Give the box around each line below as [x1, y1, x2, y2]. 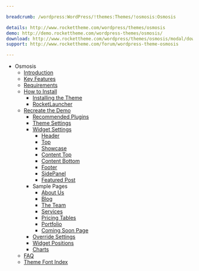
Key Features [23, 75, 56, 83]
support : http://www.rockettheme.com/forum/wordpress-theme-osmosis [6, 41, 179, 48]
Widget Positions [32, 240, 74, 247]
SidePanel [41, 170, 66, 177]
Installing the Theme [32, 94, 83, 102]
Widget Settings [32, 126, 72, 133]
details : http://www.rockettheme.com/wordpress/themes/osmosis [6, 24, 166, 30]
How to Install [23, 88, 57, 95]
